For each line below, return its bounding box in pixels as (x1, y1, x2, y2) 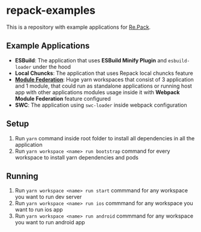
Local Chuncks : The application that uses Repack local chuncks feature (14, 70, 193, 77)
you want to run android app (14, 219, 85, 226)
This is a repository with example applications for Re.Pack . (6, 23, 151, 31)
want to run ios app (14, 206, 63, 213)
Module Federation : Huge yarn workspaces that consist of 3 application (14, 76, 194, 83)
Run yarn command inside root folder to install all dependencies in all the (14, 134, 195, 141)
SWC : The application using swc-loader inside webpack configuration (14, 101, 187, 109)
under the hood (32, 63, 71, 70)
